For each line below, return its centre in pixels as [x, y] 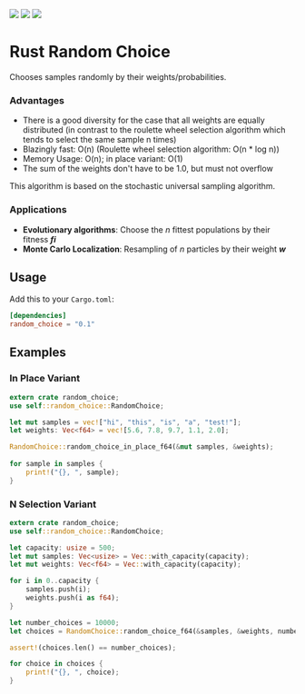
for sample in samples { [56, 464]
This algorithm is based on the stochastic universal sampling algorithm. [143, 186]
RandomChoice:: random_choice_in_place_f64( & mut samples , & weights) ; [142, 447]
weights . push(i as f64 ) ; [73, 598]
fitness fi [39, 239]
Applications [38, 210]
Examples [38, 353]
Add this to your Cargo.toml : [62, 299]
